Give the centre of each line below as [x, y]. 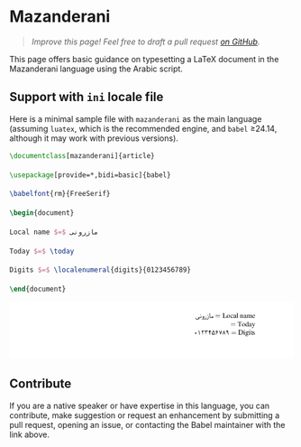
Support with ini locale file [87, 97]
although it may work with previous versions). [94, 138]
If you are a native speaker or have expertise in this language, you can [140, 405]
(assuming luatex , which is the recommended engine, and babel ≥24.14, [143, 128]
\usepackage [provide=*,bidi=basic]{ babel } [90, 175]
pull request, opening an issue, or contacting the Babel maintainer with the [147, 424]
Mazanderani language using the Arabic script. [96, 69]
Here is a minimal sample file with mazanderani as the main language [136, 118]
